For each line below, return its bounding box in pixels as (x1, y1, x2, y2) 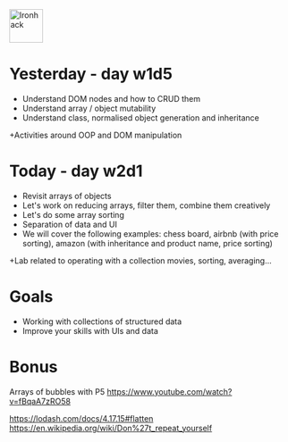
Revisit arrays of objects (21, 190, 112, 201)
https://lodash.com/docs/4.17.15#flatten (9, 413, 154, 423)
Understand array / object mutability (21, 103, 157, 113)
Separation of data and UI (21, 219, 118, 229)
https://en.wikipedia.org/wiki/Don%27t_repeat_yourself (9, 422, 213, 433)
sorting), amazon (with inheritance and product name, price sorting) (21, 238, 273, 248)
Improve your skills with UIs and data (21, 325, 159, 336)
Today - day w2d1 (9, 161, 143, 181)
